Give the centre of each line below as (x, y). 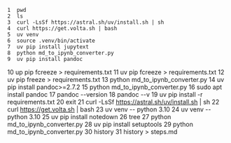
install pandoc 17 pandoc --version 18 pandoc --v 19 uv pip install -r (105, 94)
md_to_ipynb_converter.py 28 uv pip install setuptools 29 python (100, 124)
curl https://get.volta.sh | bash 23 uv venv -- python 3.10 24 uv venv (106, 109)
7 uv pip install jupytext (48, 47)
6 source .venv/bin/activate (51, 41)
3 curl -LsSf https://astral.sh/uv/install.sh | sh (86, 22)
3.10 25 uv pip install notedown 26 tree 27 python (100, 117)
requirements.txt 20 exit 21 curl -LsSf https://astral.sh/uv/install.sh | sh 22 (113, 102)
